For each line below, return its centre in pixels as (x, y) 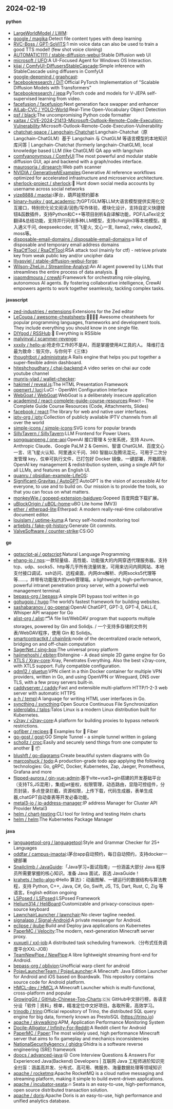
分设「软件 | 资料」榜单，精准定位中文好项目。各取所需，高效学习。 (85, 1006)
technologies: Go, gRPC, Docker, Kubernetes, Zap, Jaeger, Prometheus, (89, 766)
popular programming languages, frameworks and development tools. (87, 322)
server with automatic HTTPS (44, 693)
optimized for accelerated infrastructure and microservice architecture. (88, 178)
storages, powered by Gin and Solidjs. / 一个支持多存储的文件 (78, 626)
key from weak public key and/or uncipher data (63, 255)
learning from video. (60, 98)
